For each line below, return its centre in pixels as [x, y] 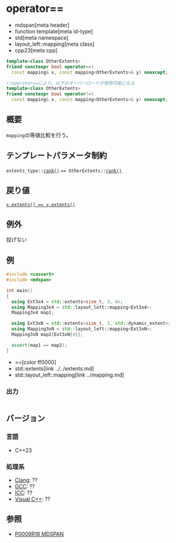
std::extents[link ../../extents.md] [54, 368]
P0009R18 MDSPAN [39, 533]
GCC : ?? [25, 486]
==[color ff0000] [35, 362]
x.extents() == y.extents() [41, 205]
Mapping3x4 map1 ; [33, 313]
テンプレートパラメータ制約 [57, 156]
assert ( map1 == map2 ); [39, 345]
